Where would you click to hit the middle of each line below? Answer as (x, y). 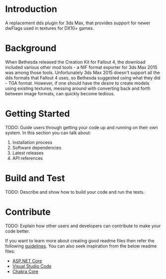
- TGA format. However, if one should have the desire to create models (77, 83)
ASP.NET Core (27, 261)
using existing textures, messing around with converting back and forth (78, 88)
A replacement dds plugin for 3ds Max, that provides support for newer (78, 23)
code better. (18, 231)
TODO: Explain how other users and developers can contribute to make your (83, 226)
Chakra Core (25, 271)
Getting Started (38, 114)
